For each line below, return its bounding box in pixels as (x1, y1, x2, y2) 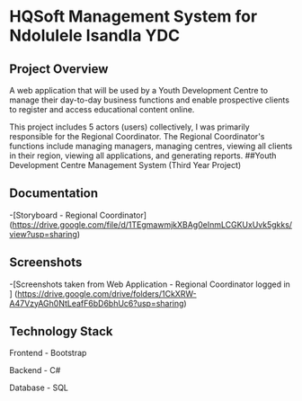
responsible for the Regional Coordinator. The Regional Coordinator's (9, 131, 265, 141)
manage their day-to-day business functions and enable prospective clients (9, 94, 290, 105)
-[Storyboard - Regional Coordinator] (9, 209, 147, 220)
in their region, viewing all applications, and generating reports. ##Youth (9, 150, 277, 161)
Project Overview (9, 61, 109, 76)
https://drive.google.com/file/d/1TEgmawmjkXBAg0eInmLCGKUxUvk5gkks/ (12, 218, 293, 230)
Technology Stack (9, 324, 113, 339)
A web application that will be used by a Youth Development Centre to (9, 85, 268, 95)
